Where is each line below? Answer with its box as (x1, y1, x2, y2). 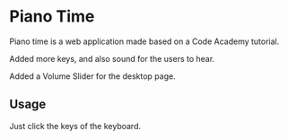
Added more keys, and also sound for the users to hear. (9, 53, 215, 64)
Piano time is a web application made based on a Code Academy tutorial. (9, 36, 280, 47)
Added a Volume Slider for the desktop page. (9, 70, 177, 82)
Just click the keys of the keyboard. (9, 120, 142, 131)
